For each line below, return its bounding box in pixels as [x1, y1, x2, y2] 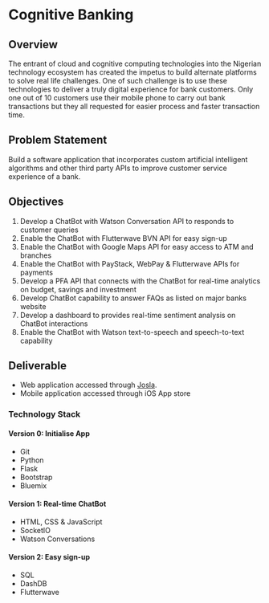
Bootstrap [19, 472, 53, 482]
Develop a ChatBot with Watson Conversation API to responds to [19, 216, 234, 226]
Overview [8, 38, 59, 51]
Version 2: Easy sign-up [8, 552, 91, 562]
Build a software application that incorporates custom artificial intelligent [8, 154, 248, 164]
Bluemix [19, 480, 47, 491]
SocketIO [19, 525, 51, 535]
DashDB [19, 578, 47, 588]
